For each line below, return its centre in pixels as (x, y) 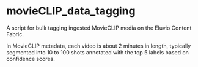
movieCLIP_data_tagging (71, 11)
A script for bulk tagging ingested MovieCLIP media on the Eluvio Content (99, 28)
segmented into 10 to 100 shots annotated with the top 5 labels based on (98, 52)
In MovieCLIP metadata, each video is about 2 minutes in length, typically (99, 46)
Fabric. (15, 34)
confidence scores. (31, 59)
